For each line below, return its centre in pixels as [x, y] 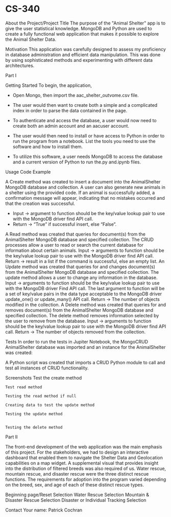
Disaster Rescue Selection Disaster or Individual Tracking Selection [76, 500]
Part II [11, 437]
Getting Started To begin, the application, [48, 85]
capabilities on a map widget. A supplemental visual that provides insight [82, 463]
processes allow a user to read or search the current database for [75, 245]
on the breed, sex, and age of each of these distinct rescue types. [75, 485]
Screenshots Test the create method [44, 378]
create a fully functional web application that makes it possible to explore [82, 34]
